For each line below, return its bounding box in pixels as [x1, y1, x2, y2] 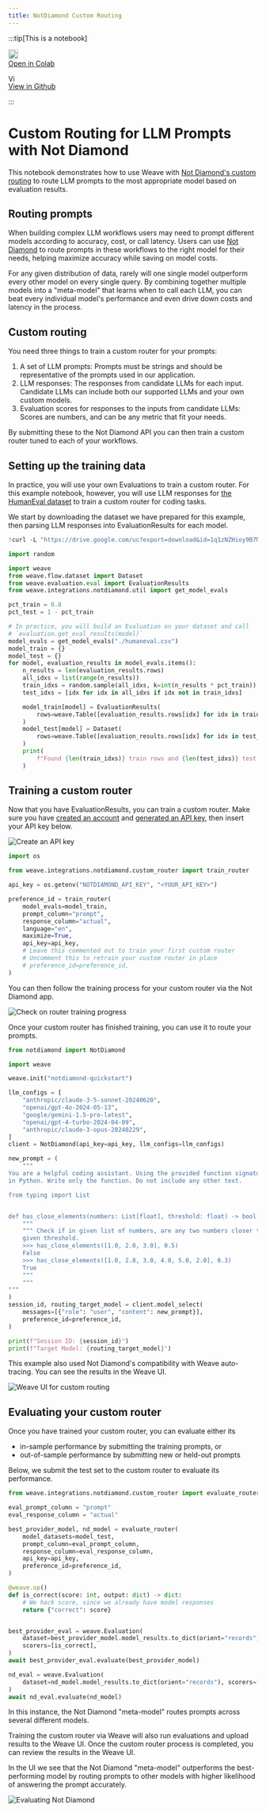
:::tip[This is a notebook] [8, 33, 88, 43]
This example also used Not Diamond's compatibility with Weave [8, 1359, 219, 1369]
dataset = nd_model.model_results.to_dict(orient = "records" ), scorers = [22, 1678, 257, 1686]
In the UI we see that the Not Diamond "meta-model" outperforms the [8, 1763, 236, 1772]
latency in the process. [8, 303, 83, 312]
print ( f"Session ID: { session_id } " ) [8, 1337, 129, 1345]
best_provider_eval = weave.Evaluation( [8, 1627, 144, 1635]
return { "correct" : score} [22, 1605, 112, 1614]
